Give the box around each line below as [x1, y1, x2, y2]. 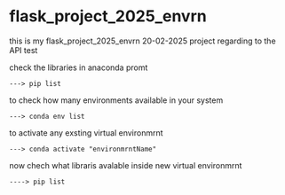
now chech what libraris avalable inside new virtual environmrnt [9, 160, 242, 170]
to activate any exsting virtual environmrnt [9, 127, 163, 138]
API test [9, 44, 38, 55]
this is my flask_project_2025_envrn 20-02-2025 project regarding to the [9, 35, 277, 46]
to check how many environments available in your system [9, 95, 224, 105]
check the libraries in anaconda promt [9, 62, 148, 73]
